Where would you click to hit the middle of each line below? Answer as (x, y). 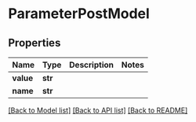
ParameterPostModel (79, 14)
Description (91, 65)
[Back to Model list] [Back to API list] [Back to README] (98, 110)
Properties (34, 43)
